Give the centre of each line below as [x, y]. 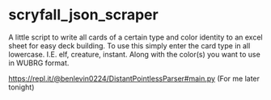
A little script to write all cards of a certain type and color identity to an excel [135, 37]
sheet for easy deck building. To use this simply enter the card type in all [129, 45]
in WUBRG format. [39, 63]
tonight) [21, 87]
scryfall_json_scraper [84, 15]
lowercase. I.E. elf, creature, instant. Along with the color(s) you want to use [134, 54]
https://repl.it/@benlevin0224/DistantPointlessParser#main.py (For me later [134, 78]
